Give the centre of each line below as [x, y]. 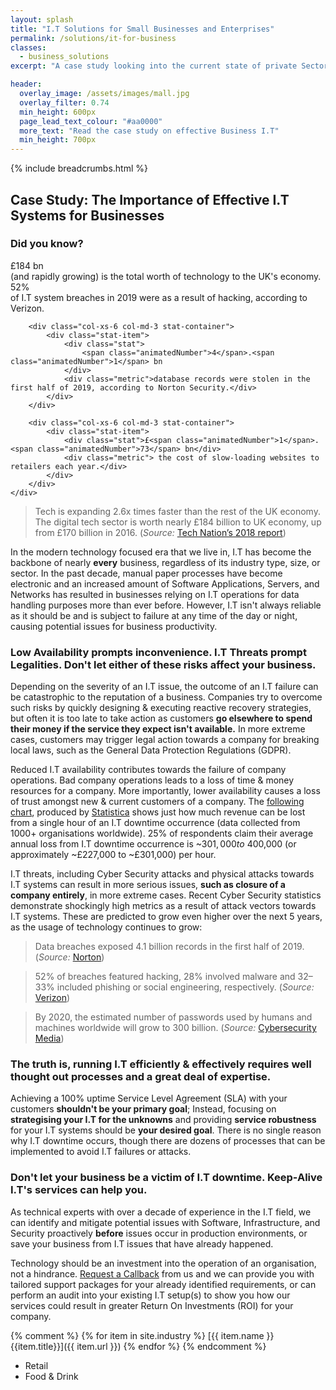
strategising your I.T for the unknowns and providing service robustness [163, 1120]
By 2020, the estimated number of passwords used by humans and [173, 1017]
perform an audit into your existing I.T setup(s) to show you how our [150, 1295]
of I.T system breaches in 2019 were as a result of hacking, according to [159, 297]
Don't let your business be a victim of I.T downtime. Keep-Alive [166, 1178]
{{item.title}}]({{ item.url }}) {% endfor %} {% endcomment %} [138, 1346]
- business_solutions [64, 57]
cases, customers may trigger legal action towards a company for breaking [165, 740]
